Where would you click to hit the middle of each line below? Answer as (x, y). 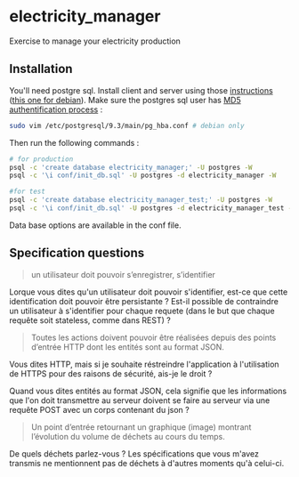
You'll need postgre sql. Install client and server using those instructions (141, 90)
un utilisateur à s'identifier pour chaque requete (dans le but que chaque (142, 311)
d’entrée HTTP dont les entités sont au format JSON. (127, 347)
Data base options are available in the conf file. (95, 225)
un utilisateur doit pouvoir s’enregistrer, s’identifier (123, 274)
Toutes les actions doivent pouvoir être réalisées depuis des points (154, 337)
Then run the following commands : (74, 142)
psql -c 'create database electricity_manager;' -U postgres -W (131, 167)
